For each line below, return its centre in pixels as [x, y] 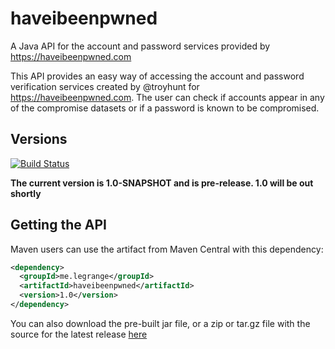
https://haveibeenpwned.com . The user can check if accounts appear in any [167, 97]
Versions [39, 139]
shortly [26, 193]
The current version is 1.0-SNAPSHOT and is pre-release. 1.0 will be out [162, 183]
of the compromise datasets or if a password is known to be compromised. [165, 108]
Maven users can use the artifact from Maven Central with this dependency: [167, 249]
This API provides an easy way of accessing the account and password [157, 76]
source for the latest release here [79, 334]
